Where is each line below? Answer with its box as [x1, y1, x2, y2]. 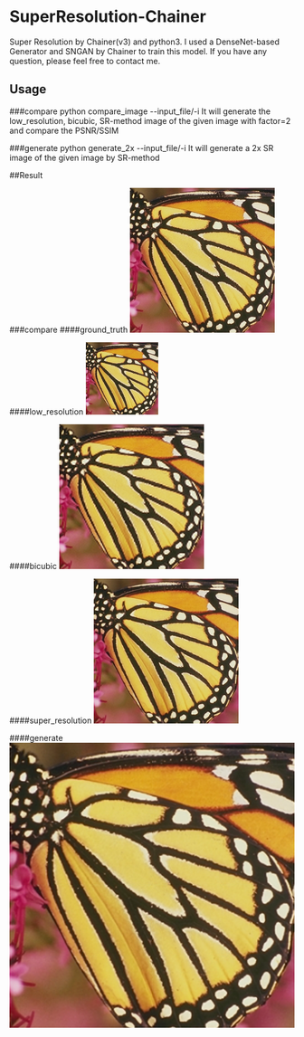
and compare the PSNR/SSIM [9, 125, 119, 136]
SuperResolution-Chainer [9, 6, 206, 27]
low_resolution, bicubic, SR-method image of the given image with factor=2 [9, 115, 291, 126]
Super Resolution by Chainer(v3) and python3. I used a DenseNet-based [9, 36, 280, 47]
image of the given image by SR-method [9, 152, 160, 163]
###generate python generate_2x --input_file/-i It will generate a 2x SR [9, 142, 274, 153]
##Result [9, 169, 43, 180]
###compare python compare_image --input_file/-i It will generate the [9, 106, 271, 117]
